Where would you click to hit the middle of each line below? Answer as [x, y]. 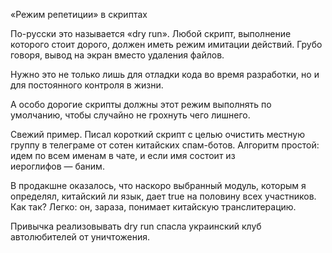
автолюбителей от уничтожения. [80, 237]
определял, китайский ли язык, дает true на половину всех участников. [163, 196]
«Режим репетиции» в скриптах [79, 14]
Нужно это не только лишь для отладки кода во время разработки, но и [165, 74]
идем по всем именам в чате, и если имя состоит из [123, 155]
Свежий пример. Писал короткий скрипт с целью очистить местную [158, 134]
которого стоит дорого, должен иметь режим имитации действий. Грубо [166, 44]
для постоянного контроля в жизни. [87, 85]
